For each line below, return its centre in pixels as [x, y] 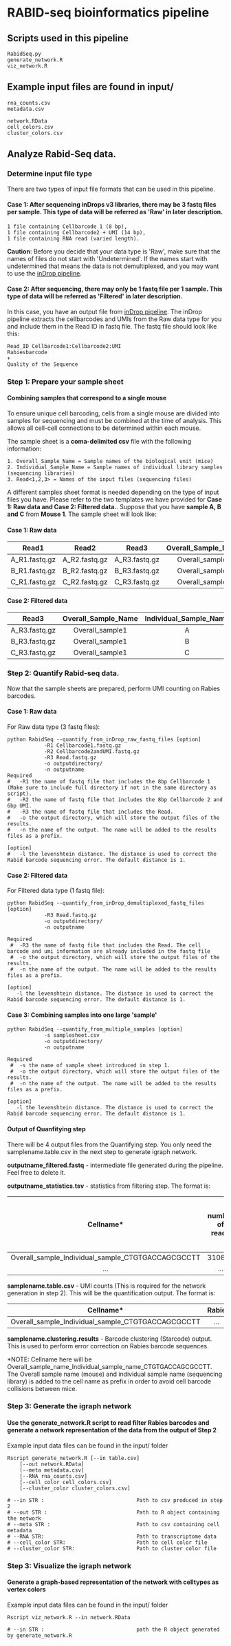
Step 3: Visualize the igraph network [69, 1565]
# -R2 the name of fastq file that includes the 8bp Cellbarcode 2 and [115, 800]
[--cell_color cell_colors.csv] [66, 1482]
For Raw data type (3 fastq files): [54, 727]
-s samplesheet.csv [71, 1036]
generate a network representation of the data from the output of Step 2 [112, 1430]
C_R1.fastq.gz [33, 582]
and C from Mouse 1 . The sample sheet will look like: [82, 514]
